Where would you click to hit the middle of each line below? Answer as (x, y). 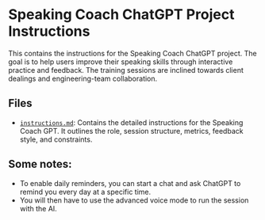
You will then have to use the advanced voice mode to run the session (134, 200)
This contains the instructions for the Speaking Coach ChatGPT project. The (132, 53)
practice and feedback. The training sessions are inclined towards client (126, 70)
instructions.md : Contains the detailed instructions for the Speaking (131, 122)
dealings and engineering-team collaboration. (83, 78)
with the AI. (38, 208)
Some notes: (40, 164)
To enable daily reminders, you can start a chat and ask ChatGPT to (130, 183)
